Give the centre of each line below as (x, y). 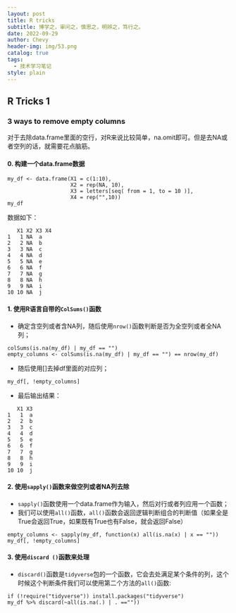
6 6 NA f (25, 268)
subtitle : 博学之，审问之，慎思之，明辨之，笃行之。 (76, 27)
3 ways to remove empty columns (66, 121)
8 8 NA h (25, 280)
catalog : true (28, 53)
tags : (15, 60)
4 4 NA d (25, 255)
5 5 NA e (25, 262)
